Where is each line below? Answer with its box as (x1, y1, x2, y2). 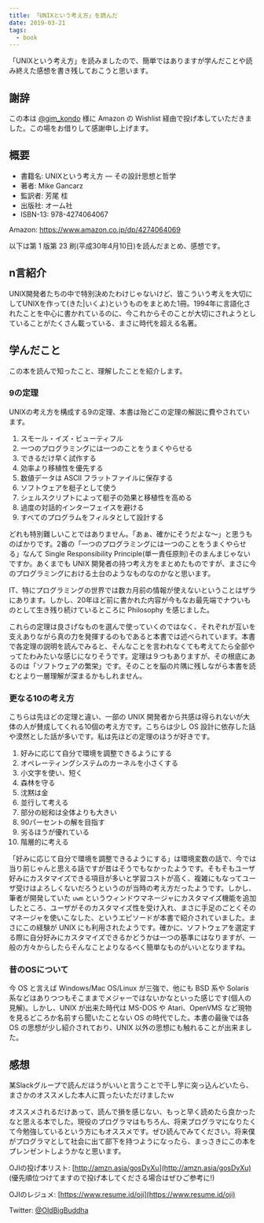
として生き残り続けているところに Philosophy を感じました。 (15, 604, 214, 615)
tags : (9, 26, 27, 34)
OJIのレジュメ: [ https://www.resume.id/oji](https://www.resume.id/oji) (9, 1190, 236, 1199)
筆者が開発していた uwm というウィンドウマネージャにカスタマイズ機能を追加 (9, 894, 257, 903)
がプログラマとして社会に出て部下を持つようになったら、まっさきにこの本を (9, 1136, 256, 1147)
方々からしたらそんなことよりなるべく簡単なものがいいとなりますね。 (22, 942, 250, 952)
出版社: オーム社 (20, 200, 73, 210)
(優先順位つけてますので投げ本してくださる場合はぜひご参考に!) (9, 1173, 215, 1183)
